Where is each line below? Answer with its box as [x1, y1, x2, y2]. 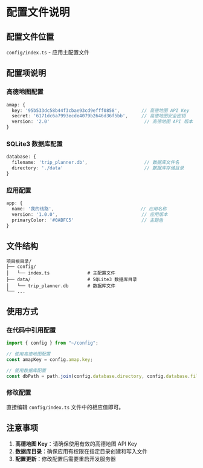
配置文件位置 [6, 31, 54, 42]
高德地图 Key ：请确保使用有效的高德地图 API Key [14, 440, 138, 447]
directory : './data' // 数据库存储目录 [11, 165, 184, 171]
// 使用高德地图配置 [6, 351, 51, 357]
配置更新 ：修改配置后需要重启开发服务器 [14, 455, 116, 463]
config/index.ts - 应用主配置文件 [6, 49, 89, 56]
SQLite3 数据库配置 [6, 140, 63, 148]
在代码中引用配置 [6, 326, 56, 334]
